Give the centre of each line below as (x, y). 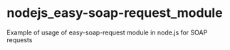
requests (20, 39)
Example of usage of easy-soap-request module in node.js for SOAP (107, 32)
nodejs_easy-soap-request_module (115, 13)
